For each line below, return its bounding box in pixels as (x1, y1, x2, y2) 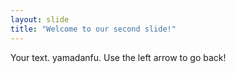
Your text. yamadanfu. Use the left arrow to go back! (10, 51, 227, 63)
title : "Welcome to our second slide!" (10, 24, 177, 34)
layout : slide (10, 14, 70, 25)
